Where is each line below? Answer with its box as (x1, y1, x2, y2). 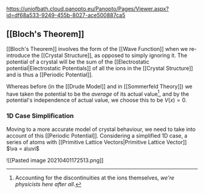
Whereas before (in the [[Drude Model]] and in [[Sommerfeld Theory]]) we (6, 82, 193, 90)
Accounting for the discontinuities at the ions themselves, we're (15, 174, 175, 181)
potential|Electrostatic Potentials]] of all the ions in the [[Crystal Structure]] (6, 64, 193, 72)
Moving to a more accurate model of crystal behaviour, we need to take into (6, 125, 196, 133)
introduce (6, 52, 30, 59)
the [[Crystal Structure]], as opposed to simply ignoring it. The (31, 52, 188, 59)
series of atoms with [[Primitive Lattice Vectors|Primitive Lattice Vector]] (6, 138, 187, 145)
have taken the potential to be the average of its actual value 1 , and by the (6, 89, 189, 98)
